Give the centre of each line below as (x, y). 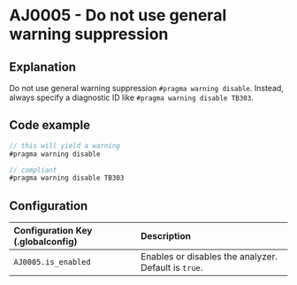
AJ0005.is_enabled (52, 262)
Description (166, 236)
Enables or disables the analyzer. (209, 257)
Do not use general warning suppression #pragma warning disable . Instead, (147, 88)
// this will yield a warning (65, 146)
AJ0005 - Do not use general (118, 15)
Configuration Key (53, 231)
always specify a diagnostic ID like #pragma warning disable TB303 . (131, 97)
